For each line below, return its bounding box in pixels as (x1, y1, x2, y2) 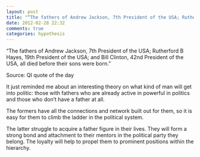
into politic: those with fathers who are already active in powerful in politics (6, 90, 190, 97)
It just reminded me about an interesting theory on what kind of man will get (6, 83, 192, 90)
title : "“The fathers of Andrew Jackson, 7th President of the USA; (6, 14, 180, 20)
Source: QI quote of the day (6, 72, 74, 79)
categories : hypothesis (6, 31, 65, 37)
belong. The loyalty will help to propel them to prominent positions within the (6, 138, 194, 145)
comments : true (6, 25, 44, 32)
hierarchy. (6, 144, 31, 152)
